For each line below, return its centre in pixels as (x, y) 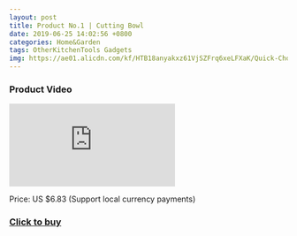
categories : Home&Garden (55, 42)
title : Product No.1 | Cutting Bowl (76, 26)
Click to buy (35, 222)
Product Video (41, 89)
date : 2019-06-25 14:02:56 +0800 (71, 34)
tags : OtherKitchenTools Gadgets (71, 50)
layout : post (33, 17)
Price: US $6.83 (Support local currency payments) (103, 199)
